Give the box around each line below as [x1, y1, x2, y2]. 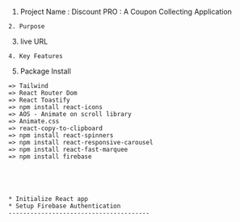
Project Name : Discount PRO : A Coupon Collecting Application [19, 7, 233, 16]
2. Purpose [8, 23, 45, 31]
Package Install [19, 66, 71, 76]
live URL [19, 36, 48, 46]
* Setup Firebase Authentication [8, 202, 121, 210]
